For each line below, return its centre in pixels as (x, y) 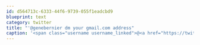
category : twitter (29, 22)
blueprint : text (26, 17)
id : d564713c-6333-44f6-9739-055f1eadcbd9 (60, 11)
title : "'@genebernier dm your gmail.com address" (70, 28)
